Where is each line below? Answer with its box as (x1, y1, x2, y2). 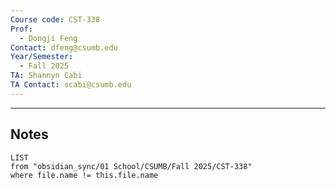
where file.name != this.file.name (10, 170, 159, 180)
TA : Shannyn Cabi (10, 71, 83, 81)
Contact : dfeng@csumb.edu (10, 42, 118, 53)
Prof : (10, 24, 33, 34)
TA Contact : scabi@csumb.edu (10, 80, 132, 90)
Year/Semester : (10, 52, 74, 62)
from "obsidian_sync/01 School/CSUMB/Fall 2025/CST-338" (10, 161, 253, 171)
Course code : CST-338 (10, 14, 101, 25)
